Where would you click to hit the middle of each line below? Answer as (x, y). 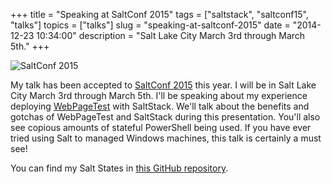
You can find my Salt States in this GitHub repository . (119, 168)
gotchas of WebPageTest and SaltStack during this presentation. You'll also (165, 117)
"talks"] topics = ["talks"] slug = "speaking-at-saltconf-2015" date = (150, 25)
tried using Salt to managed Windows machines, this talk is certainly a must (166, 138)
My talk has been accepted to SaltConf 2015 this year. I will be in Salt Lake (163, 85)
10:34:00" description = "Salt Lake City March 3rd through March (171, 35)
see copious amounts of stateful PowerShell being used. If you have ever (161, 127)
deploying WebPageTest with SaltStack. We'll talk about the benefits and (160, 106)
